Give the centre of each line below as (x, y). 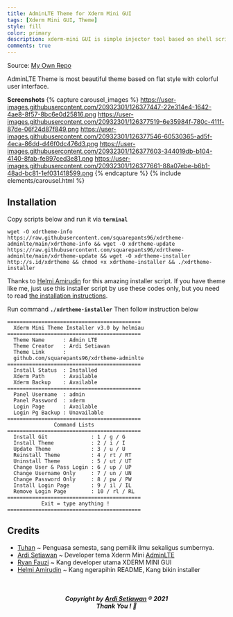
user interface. (28, 86)
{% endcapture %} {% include (138, 173)
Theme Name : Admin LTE (55, 340)
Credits (24, 531)
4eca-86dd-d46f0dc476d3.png (53, 144)
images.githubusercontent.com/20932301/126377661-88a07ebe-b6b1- (109, 166)
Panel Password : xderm (49, 400)
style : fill (24, 26)
